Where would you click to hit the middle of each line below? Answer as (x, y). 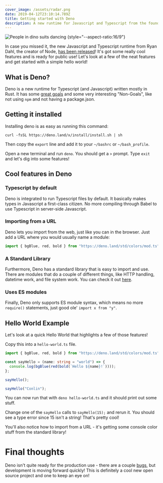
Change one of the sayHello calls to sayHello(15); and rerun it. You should (80, 412)
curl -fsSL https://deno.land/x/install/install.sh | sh (64, 135)
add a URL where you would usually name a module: (57, 237)
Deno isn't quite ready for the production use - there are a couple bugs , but (80, 465)
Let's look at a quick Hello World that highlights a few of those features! (76, 335)
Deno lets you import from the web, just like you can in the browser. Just (77, 232)
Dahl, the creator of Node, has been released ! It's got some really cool (75, 52)
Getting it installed (33, 115)
